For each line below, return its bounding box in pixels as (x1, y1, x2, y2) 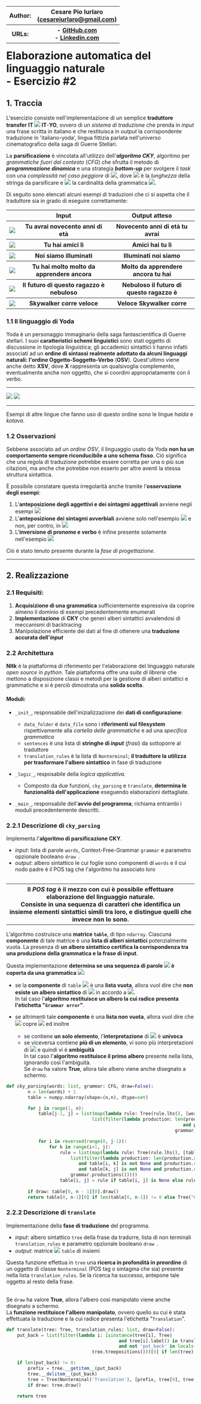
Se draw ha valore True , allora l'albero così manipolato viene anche (6, 1296, 170, 1303)
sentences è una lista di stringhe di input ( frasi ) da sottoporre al (23, 740, 181, 747)
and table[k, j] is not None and (78, 1166, 162, 1172)
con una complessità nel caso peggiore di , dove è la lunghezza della (6, 172, 190, 179)
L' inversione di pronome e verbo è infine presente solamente (14, 528, 167, 536)
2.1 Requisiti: (6, 588, 44, 597)
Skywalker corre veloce (29, 299, 99, 307)
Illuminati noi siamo (123, 252, 181, 260)
